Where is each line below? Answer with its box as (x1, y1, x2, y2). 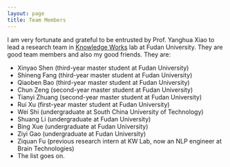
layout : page (7, 10, 45, 17)
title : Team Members (7, 17, 67, 23)
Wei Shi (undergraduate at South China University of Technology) (17, 108, 204, 116)
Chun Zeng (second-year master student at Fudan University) (17, 86, 193, 94)
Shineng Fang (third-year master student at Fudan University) (17, 70, 193, 79)
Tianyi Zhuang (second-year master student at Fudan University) (17, 92, 202, 101)
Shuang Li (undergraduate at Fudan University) (17, 115, 151, 123)
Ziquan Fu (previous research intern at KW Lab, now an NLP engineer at (17, 137, 222, 145)
